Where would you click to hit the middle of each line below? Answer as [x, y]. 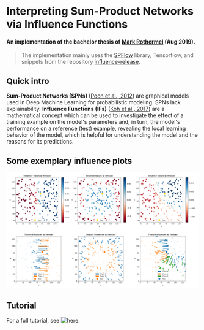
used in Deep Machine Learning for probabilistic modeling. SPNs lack [94, 102]
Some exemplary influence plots [69, 161]
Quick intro [28, 81]
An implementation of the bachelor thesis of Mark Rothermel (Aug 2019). [101, 42]
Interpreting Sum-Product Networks [100, 11]
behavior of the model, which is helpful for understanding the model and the [102, 135]
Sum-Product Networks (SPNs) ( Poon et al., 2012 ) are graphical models [98, 96]
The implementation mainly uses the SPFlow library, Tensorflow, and [107, 55]
